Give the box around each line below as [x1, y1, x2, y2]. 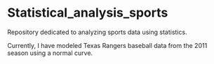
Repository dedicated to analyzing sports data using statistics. [7, 28, 187, 36]
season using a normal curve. [7, 49, 93, 57]
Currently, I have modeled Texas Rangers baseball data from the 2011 [7, 41, 208, 49]
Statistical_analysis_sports [7, 5, 168, 21]
